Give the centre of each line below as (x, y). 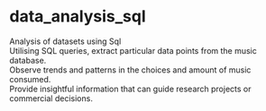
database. (28, 60)
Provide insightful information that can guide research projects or (130, 89)
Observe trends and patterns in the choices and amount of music (130, 70)
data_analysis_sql (78, 17)
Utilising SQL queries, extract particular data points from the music (133, 50)
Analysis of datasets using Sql (65, 41)
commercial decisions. (51, 98)
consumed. (30, 79)
